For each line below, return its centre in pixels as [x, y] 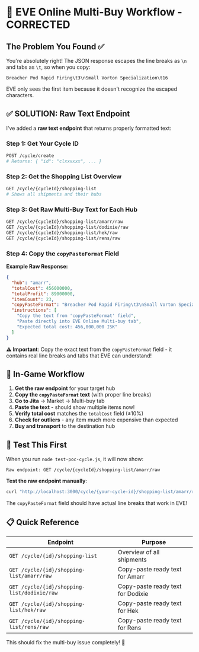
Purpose [154, 542]
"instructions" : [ [34, 311]
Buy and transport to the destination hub [65, 426]
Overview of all [139, 552]
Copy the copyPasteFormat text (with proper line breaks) [83, 395]
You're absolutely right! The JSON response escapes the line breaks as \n [97, 61]
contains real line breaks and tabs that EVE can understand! [79, 356]
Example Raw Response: [37, 266]
